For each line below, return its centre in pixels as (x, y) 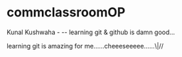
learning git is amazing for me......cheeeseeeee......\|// (85, 46)
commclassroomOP (66, 12)
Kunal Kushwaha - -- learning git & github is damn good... (91, 32)
